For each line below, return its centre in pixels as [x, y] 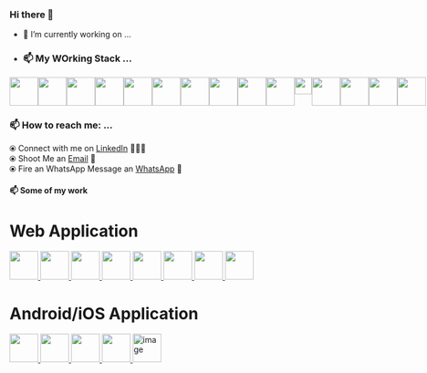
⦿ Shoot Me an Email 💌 [52, 158]
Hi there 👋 [32, 15]
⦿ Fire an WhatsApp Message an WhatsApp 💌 [96, 169]
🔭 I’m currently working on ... [77, 35]
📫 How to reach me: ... [61, 125]
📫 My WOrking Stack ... [77, 58]
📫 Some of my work [49, 191]
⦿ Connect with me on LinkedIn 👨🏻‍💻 [78, 148]
